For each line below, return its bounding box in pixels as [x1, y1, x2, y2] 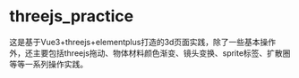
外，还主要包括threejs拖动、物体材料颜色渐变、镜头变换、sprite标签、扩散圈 [9, 47, 291, 58]
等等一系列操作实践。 [9, 58, 88, 69]
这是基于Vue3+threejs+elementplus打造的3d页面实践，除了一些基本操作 [9, 36, 277, 47]
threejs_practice [9, 6, 134, 27]
